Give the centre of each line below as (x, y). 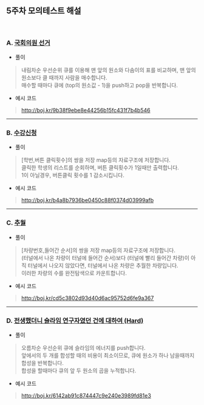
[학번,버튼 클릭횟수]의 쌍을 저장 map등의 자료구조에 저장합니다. (96, 160)
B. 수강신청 (22, 133)
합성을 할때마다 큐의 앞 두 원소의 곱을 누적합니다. (79, 370)
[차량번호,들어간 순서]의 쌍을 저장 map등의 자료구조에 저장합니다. (98, 250)
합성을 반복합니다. (42, 363)
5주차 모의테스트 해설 (44, 11)
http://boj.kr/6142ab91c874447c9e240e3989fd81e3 (86, 396)
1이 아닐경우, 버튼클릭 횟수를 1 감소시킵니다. (73, 175)
